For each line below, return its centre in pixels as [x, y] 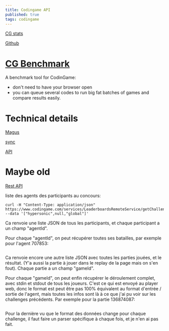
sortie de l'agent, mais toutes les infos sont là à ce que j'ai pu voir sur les [80, 294]
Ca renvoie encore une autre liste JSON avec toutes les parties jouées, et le [83, 258]
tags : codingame [22, 19]
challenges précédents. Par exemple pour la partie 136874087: [70, 299]
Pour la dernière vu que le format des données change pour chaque [75, 314]
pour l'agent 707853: [27, 243]
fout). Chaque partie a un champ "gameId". [50, 268]
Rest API [14, 186]
